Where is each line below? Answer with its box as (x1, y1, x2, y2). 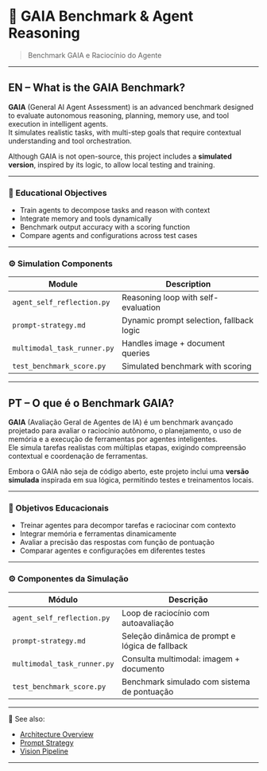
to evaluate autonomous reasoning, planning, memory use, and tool (8, 111, 229, 120)
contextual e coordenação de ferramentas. (8, 452, 149, 461)
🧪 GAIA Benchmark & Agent (8, 7, 194, 25)
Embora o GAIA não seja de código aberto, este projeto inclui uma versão (8, 467, 250, 476)
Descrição (168, 593, 208, 605)
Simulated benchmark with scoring (122, 361, 252, 372)
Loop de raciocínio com (122, 607, 210, 618)
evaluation (122, 302, 161, 313)
